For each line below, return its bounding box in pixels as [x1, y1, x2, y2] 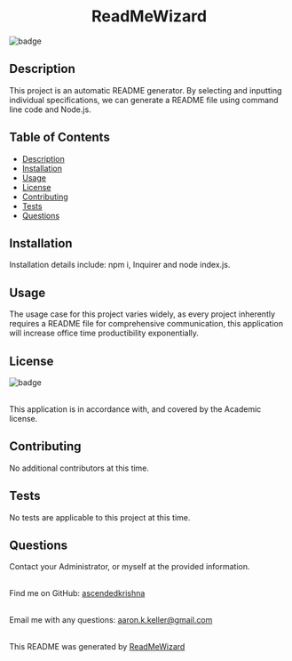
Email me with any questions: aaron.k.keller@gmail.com [9, 615, 213, 625]
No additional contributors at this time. [9, 463, 149, 473]
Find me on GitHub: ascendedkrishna [9, 588, 146, 599]
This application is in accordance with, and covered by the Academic [9, 404, 262, 415]
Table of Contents [9, 130, 111, 145]
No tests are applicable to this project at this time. [9, 512, 191, 522]
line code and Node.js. [9, 104, 91, 115]
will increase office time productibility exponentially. [9, 327, 200, 339]
